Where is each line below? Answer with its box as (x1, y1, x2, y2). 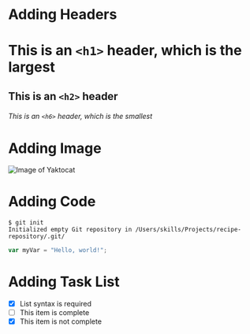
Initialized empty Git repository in (8, 226, 132, 234)
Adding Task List (8, 273, 120, 291)
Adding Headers (8, 6, 118, 24)
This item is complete (19, 308, 90, 317)
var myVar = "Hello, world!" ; (8, 247, 108, 254)
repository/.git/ (8, 232, 65, 241)
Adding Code (8, 193, 96, 210)
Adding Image (8, 139, 102, 157)
